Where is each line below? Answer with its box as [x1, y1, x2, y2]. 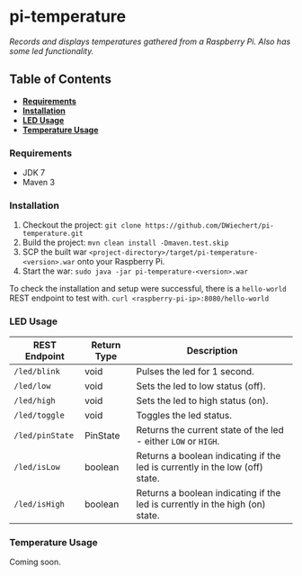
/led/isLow [13, 462, 60, 472]
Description [186, 344, 238, 356]
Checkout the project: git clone [22, 220, 142, 230]
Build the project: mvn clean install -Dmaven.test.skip [22, 237, 229, 248]
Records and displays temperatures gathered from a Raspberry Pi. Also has [9, 36, 291, 47]
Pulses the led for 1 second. [136, 364, 254, 377]
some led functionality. [9, 45, 94, 56]
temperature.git [22, 229, 84, 238]
